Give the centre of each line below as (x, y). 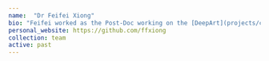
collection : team (37, 38)
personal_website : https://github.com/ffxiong (87, 30)
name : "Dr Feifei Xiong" (51, 15)
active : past (30, 45)
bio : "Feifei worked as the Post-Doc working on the (98, 23)
